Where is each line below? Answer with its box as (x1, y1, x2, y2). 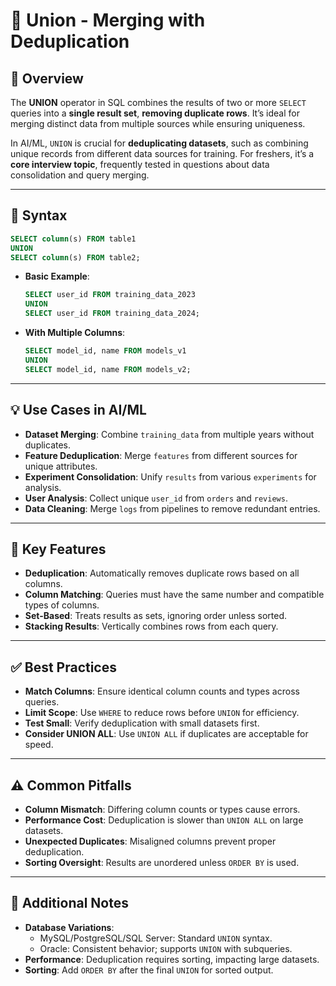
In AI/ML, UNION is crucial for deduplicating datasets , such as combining (10, 137, 309, 149)
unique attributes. (24, 460, 98, 472)
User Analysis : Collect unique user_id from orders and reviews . (24, 492, 288, 504)
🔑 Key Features (10, 540, 107, 558)
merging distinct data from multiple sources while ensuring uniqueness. (10, 118, 306, 129)
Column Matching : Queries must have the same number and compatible (24, 589, 325, 601)
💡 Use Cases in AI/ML (10, 402, 147, 419)
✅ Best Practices (10, 659, 117, 676)
